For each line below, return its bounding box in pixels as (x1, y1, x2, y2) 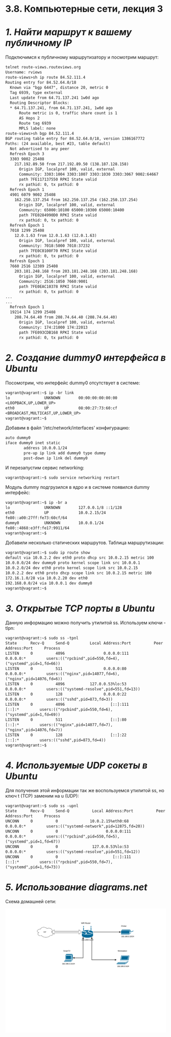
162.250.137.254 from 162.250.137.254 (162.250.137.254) (14, 197, 138, 203)
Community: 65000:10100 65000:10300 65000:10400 (18, 208, 125, 213)
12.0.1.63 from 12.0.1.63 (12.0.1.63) (14, 233, 97, 238)
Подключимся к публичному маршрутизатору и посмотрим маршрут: (5, 54, 159, 60)
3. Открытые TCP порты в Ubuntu (5, 603, 155, 614)
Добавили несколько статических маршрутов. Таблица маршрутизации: (5, 539, 164, 546)
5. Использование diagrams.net (5, 881, 148, 893)
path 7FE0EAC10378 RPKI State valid (18, 284, 97, 289)
